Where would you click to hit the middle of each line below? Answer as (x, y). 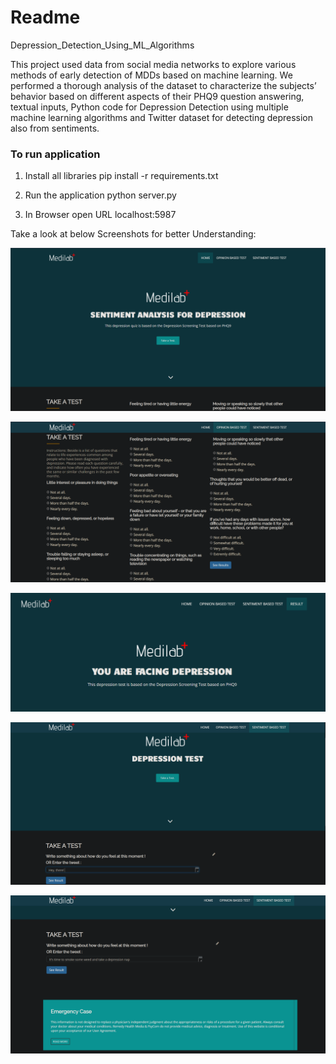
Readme (45, 17)
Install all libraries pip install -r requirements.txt (121, 176)
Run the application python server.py (100, 195)
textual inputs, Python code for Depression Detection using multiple (149, 107)
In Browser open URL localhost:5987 (100, 215)
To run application (55, 154)
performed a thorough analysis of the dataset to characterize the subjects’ (163, 85)
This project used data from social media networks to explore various (153, 64)
